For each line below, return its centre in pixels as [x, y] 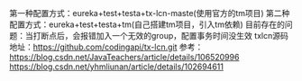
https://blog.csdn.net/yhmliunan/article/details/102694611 [116, 67]
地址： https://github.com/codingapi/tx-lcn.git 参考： [106, 47]
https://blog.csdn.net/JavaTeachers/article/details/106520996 [124, 57]
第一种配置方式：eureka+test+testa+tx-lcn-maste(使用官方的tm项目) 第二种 [150, 13]
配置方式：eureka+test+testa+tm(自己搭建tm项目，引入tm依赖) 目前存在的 [147, 24]
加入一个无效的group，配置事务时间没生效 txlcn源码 [192, 36]
